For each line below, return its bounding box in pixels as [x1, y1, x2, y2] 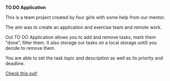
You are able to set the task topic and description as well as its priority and [5, 55, 163, 61]
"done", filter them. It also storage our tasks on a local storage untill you [5, 39, 157, 46]
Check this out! [5, 70, 37, 76]
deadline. [5, 60, 25, 66]
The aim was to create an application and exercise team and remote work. [5, 24, 162, 30]
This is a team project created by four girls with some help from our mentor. [5, 14, 165, 20]
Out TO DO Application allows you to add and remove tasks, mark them [5, 34, 156, 40]
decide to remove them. [5, 45, 56, 51]
